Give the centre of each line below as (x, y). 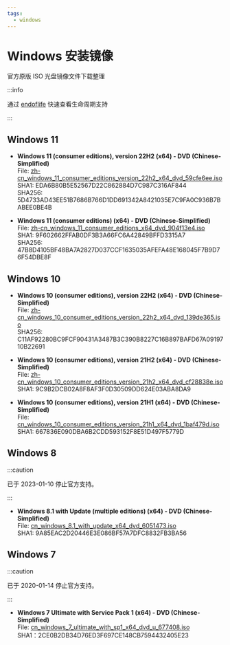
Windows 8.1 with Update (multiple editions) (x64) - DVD (99, 511)
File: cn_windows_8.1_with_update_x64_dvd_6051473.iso (96, 525)
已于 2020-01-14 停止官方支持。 (53, 585)
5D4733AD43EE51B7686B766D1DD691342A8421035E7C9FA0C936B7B (119, 200)
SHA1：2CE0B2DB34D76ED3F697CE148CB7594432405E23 (103, 635)
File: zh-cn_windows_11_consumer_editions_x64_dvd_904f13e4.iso (111, 228)
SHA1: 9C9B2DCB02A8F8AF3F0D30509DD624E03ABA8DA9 (104, 389)
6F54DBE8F (34, 257)
